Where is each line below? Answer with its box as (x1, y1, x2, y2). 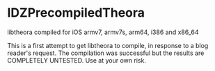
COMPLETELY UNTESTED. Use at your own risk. (7, 56, 146, 64)
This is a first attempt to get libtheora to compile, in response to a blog (7, 41, 209, 49)
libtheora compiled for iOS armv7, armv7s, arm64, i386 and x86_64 (7, 28, 199, 36)
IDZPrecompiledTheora (7, 5, 145, 21)
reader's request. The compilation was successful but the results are (7, 49, 205, 57)
